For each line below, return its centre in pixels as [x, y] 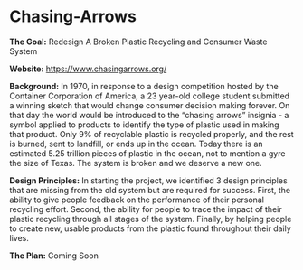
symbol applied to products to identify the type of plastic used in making [144, 125]
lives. [19, 237]
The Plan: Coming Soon [54, 256]
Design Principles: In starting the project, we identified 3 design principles [148, 180]
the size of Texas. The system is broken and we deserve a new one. [136, 163]
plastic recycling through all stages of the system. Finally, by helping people [151, 219]
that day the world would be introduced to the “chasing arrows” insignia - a [149, 115]
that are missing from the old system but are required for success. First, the [150, 190]
